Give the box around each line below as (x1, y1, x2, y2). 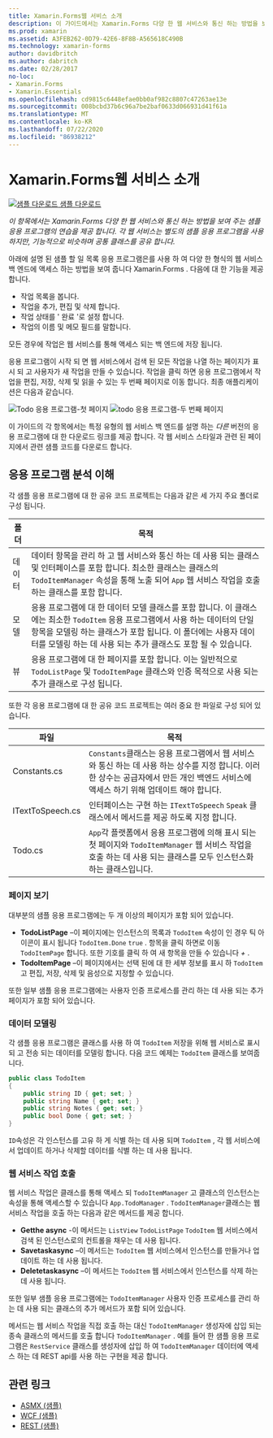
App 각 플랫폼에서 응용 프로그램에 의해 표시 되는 (88, 827, 257, 838)
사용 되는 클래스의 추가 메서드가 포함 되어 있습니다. (25, 1304, 186, 1314)
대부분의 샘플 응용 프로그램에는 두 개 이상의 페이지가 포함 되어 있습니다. (8, 910, 234, 919)
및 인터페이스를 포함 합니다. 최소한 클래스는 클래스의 (31, 563, 219, 574)
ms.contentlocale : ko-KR (8, 118, 93, 126)
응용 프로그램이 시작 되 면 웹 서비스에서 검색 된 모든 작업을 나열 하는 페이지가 (8, 356, 251, 366)
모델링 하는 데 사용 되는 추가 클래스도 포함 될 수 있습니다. (48, 639, 252, 650)
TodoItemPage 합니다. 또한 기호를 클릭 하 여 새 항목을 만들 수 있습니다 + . (19, 948, 250, 958)
